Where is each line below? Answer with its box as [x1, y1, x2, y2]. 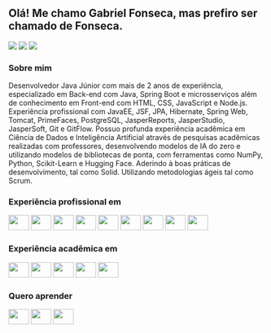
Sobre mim [8, 62, 53, 73]
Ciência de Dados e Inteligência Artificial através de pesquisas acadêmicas [8, 133, 260, 142]
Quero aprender [8, 290, 73, 301]
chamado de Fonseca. [8, 20, 124, 33]
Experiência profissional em [8, 196, 122, 208]
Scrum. [8, 176, 33, 186]
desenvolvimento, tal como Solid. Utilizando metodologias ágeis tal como [8, 167, 254, 177]
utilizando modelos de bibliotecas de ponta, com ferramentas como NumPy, [8, 150, 263, 160]
